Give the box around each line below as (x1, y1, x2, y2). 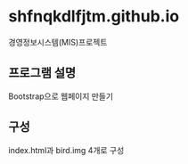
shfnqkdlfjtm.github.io (8, 6, 180, 27)
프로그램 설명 (8, 65, 77, 81)
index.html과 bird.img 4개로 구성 (8, 144, 125, 155)
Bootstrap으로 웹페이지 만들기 (8, 91, 113, 102)
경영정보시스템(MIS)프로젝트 (8, 37, 108, 47)
